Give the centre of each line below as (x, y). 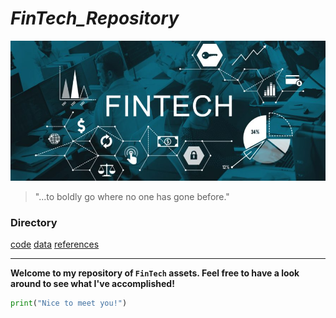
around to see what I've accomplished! (92, 283)
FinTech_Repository (95, 18)
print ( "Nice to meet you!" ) (69, 303)
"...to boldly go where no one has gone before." (132, 196)
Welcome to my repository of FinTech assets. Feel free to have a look (155, 273)
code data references (55, 244)
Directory (34, 222)
